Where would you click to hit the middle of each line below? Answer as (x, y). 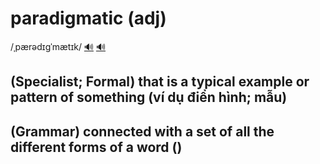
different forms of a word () (96, 147)
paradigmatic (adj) (88, 18)
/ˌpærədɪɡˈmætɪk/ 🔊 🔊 (58, 46)
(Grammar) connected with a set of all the (142, 131)
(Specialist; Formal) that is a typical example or (160, 82)
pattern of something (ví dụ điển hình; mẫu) (149, 97)
